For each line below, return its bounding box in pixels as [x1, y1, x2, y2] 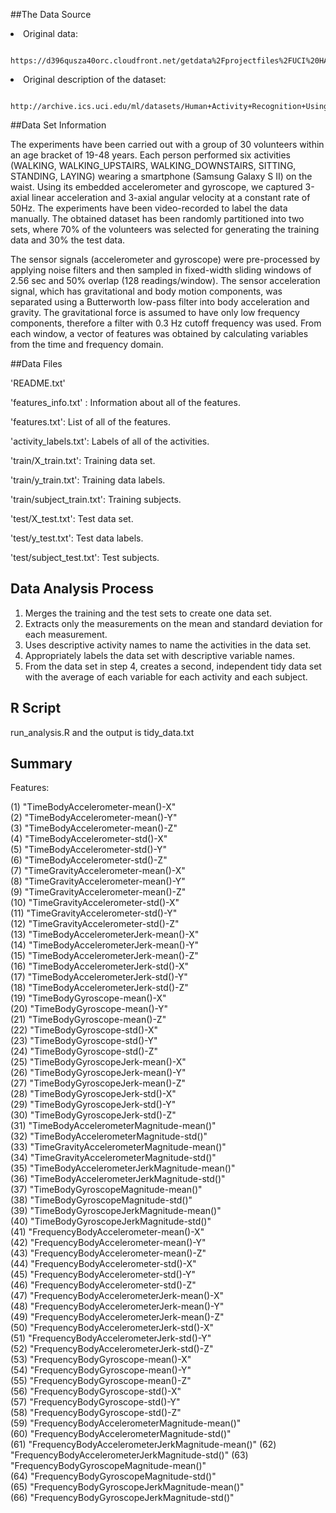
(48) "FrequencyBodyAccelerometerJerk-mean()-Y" [10, 1300, 225, 1313]
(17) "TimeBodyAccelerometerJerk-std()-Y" [10, 971, 188, 983]
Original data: [23, 28, 78, 39]
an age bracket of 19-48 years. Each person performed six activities [10, 149, 291, 161]
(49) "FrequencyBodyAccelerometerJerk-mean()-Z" [10, 1311, 225, 1323]
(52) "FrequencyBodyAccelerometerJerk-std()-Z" [10, 1343, 214, 1355]
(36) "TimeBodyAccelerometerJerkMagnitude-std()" [10, 1173, 226, 1185]
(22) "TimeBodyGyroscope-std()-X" [10, 1024, 159, 1036]
